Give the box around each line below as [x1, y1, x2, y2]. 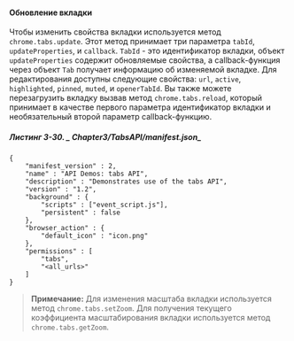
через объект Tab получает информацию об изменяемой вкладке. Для [9, 65, 277, 75]
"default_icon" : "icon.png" [41, 231, 149, 241]
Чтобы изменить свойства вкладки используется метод [9, 27, 221, 37]
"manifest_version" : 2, [25, 162, 117, 171]
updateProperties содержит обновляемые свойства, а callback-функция [9, 55, 281, 66]
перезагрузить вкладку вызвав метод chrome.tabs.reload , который [9, 93, 263, 104]
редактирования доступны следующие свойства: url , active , [9, 74, 242, 84]
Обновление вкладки [9, 7, 93, 18]
